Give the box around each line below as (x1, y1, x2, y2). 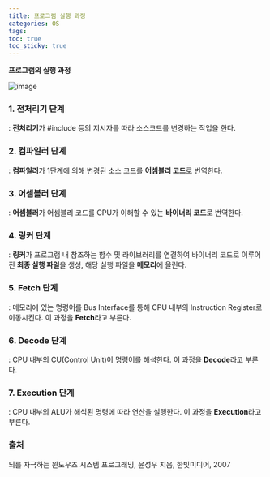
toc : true (8, 34, 42, 43)
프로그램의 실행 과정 (8, 66, 71, 75)
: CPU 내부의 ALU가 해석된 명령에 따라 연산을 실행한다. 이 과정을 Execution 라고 (8, 407, 262, 417)
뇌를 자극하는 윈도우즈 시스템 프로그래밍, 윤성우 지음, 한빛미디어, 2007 (8, 459, 231, 469)
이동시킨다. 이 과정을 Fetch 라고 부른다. (8, 312, 132, 322)
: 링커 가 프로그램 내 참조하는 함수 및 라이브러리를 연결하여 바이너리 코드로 (8, 250, 240, 260)
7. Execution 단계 (8, 387, 75, 398)
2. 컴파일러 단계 (8, 145, 66, 157)
